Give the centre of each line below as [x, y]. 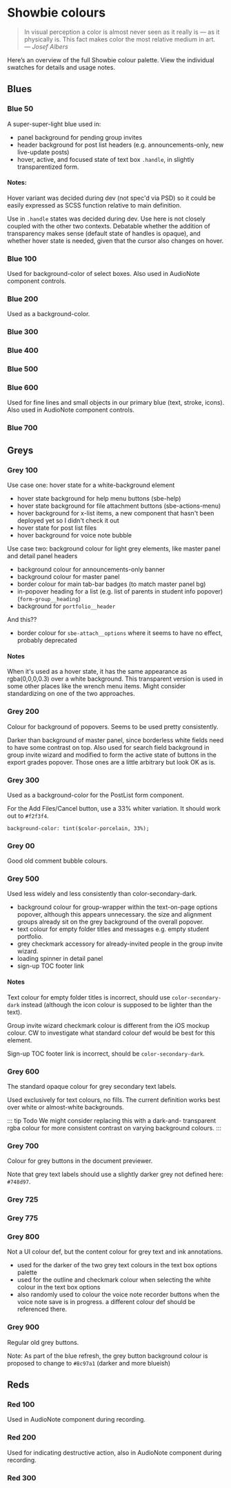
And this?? [22, 620]
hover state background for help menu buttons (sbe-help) [99, 499]
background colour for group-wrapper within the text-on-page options [117, 907]
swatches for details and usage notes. [61, 67]
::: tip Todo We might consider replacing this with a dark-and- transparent [112, 1120]
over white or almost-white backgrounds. [66, 1107]
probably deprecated [47, 641]
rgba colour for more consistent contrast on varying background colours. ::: [114, 1128]
